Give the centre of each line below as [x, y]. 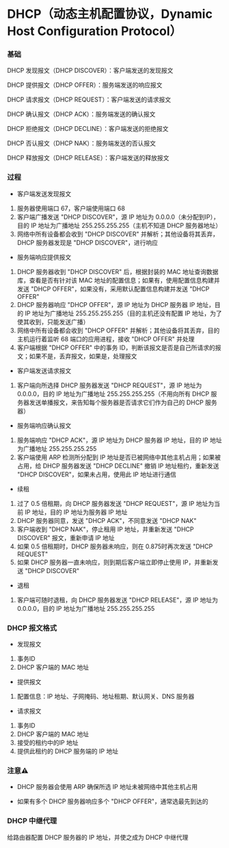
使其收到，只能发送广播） [53, 322]
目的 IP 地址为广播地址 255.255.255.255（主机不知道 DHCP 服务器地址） [119, 225]
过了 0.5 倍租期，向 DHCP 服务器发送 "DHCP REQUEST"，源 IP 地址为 [115, 503]
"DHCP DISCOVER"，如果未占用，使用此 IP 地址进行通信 [96, 474]
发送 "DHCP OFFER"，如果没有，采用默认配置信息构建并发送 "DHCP [113, 289]
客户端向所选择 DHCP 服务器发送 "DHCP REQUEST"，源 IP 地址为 [109, 385]
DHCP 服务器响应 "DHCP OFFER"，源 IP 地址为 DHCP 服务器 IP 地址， [116, 304]
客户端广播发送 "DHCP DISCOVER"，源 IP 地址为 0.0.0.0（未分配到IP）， [118, 217]
